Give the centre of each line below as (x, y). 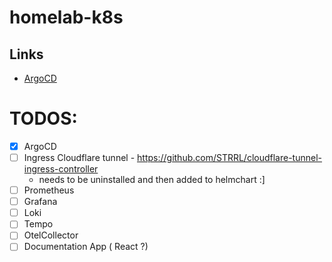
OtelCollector (51, 235)
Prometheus (49, 190)
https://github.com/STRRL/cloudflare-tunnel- (230, 157)
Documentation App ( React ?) (86, 247)
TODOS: (43, 118)
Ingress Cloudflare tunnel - (79, 157)
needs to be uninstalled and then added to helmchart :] (152, 180)
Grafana (40, 202)
